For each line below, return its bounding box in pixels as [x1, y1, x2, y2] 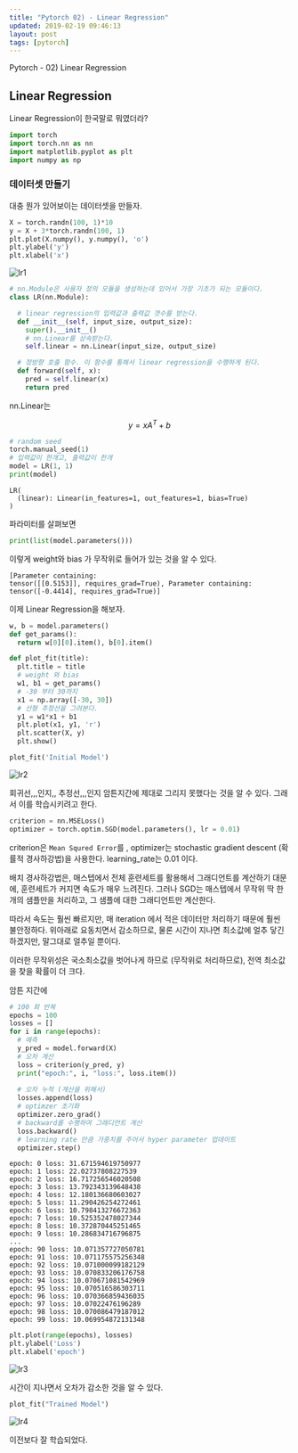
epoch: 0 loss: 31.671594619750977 [9, 1160, 141, 1169]
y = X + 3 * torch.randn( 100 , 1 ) [9, 226, 125, 235]
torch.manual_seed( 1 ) [9, 445, 90, 455]
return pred [25, 382, 69, 392]
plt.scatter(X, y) [17, 728, 86, 738]
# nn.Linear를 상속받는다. [25, 333, 114, 343]
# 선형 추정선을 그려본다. [17, 703, 99, 713]
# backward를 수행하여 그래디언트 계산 [17, 1118, 142, 1128]
